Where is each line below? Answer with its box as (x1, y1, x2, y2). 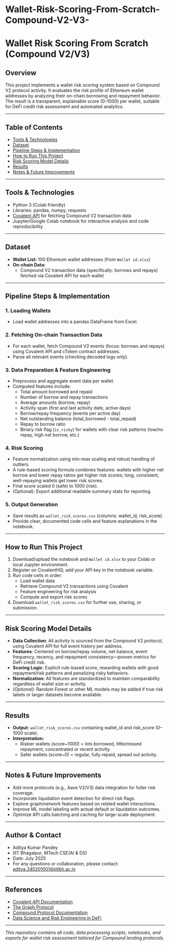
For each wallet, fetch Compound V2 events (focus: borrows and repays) (12, 343, 165, 349)
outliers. (12, 461, 30, 467)
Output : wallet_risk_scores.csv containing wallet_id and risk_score (12, 724, 155, 730)
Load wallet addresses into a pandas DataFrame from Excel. (12, 319, 138, 325)
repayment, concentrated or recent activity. (20, 746, 111, 752)
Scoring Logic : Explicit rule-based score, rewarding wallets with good (12, 665, 158, 671)
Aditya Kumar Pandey (12, 844, 58, 851)
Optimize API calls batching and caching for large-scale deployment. (12, 811, 156, 818)
